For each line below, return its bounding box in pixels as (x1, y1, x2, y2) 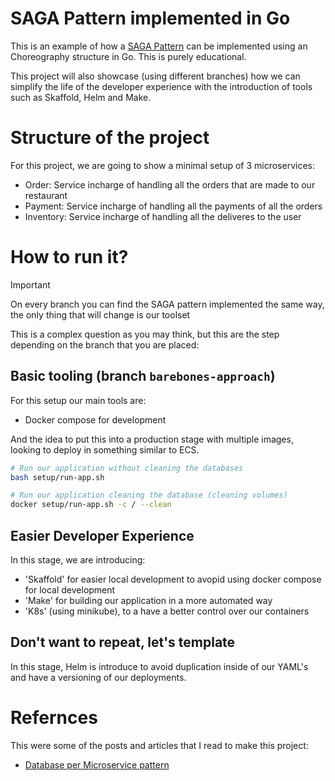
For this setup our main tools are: (10, 394, 147, 406)
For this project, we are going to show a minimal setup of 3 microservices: (10, 159, 315, 171)
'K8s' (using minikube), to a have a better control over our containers (24, 605, 310, 617)
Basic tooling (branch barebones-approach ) (10, 368, 276, 385)
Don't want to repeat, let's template (10, 634, 236, 651)
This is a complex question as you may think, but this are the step (10, 328, 280, 340)
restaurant (24, 189, 68, 201)
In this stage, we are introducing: (10, 553, 146, 566)
